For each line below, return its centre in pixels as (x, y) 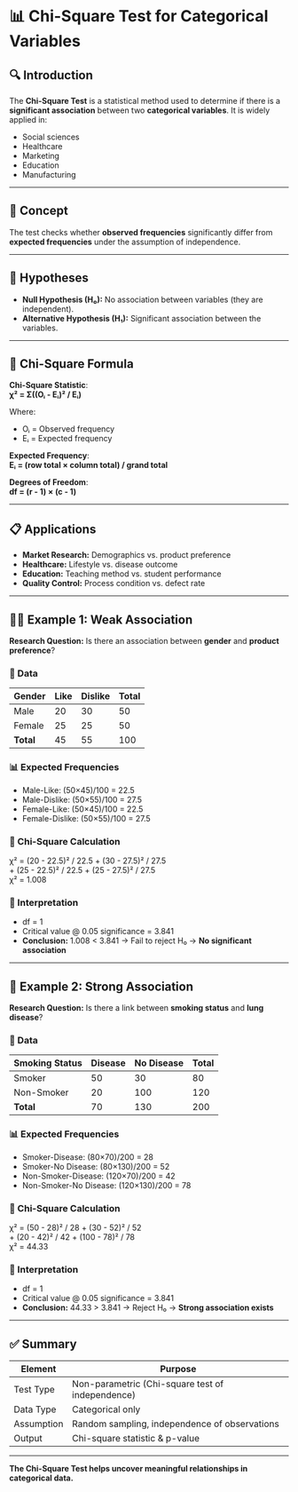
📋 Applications (53, 529)
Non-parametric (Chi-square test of (148, 1384)
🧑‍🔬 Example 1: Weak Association (101, 619)
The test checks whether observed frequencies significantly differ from (141, 232)
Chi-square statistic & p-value (136, 1439)
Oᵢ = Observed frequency (68, 429)
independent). (47, 309)
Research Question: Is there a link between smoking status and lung (137, 1008)
